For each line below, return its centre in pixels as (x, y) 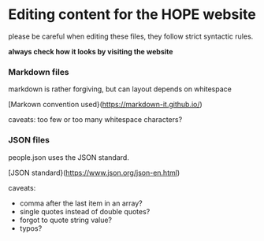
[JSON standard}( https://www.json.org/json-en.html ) (94, 172)
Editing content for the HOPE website (132, 15)
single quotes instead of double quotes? (85, 211)
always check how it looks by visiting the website (91, 51)
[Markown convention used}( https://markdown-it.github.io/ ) (105, 105)
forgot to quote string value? (66, 220)
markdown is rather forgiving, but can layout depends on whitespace (120, 89)
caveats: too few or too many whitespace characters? (95, 120)
